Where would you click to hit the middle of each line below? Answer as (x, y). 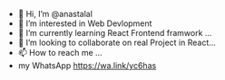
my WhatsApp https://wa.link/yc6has (87, 66)
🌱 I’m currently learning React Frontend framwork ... (115, 33)
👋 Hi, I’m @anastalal (55, 14)
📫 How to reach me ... (60, 53)
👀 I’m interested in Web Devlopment (85, 23)
